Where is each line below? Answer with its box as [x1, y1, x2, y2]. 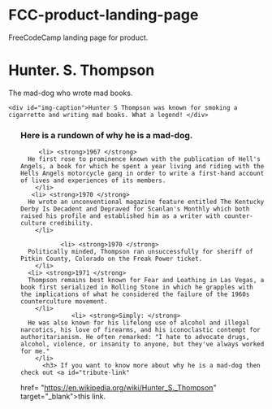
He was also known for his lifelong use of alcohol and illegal [28, 319, 250, 327]
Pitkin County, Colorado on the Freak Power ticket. [19, 255, 203, 263]
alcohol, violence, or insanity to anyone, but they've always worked [19, 340, 265, 349]
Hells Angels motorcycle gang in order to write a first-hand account [19, 169, 265, 178]
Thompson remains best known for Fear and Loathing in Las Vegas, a [28, 276, 265, 285]
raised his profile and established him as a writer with [19, 212, 221, 220]
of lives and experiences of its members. [19, 176, 166, 185]
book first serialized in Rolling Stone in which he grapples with [19, 283, 253, 292]
